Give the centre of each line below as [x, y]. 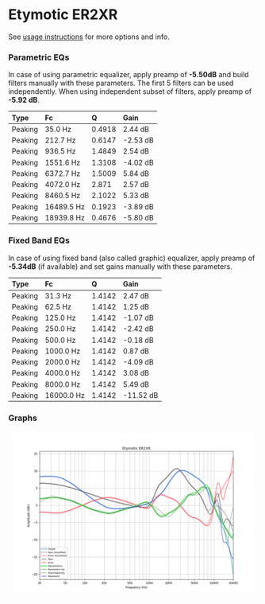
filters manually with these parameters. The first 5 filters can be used [121, 83]
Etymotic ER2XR [63, 15]
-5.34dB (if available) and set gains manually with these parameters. [120, 266]
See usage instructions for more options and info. [89, 37]
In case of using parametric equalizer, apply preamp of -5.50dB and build [129, 75]
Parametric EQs [39, 57]
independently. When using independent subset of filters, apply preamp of [130, 92]
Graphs [23, 418]
